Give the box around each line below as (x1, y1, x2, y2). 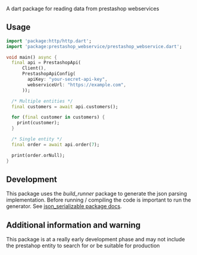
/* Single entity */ (11, 136, 62, 142)
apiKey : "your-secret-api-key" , (27, 77, 108, 83)
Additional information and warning (6, 220, 141, 230)
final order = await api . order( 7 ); (11, 141, 100, 147)
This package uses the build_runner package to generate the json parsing (6, 190, 187, 197)
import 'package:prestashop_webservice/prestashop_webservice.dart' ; (6, 43, 183, 49)
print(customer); (17, 120, 60, 126)
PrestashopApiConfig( (21, 71, 76, 77)
